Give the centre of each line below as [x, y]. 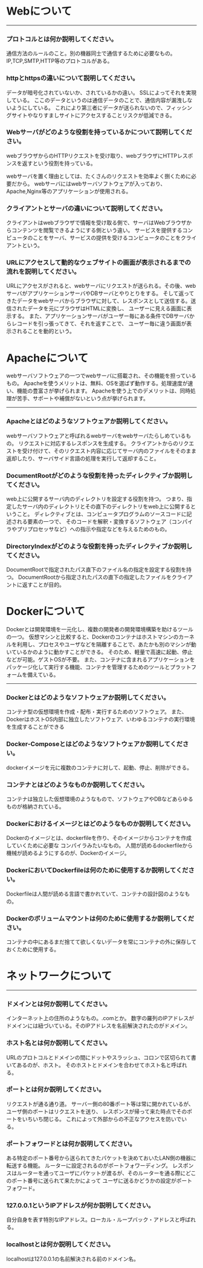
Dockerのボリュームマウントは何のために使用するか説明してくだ [100, 918]
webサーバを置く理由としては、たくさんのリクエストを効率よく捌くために [99, 176]
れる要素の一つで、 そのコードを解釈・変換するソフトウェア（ [94, 521]
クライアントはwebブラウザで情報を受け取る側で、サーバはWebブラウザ [96, 223]
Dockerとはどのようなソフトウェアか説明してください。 [88, 698]
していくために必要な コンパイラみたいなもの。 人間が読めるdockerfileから [100, 845]
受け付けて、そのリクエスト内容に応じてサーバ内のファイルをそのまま [109, 450]
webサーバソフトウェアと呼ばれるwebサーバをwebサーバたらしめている [96, 435]
